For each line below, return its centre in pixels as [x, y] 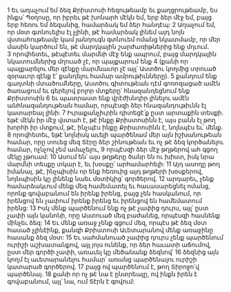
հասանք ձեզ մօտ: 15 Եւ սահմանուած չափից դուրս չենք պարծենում [115, 237]
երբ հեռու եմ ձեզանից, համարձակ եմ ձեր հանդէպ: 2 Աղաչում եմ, [111, 25]
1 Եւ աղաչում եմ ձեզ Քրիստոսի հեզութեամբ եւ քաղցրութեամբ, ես [113, 10]
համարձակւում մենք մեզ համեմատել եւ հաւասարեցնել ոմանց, [109, 186]
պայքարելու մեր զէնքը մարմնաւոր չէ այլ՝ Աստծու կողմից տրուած [112, 69]
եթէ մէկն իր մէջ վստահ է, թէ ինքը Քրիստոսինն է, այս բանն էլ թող [111, 120]
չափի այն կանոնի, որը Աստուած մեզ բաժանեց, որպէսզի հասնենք [114, 215]
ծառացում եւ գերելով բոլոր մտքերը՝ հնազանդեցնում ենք [99, 90]
